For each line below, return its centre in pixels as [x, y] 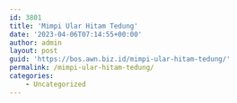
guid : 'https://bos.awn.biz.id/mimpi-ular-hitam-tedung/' [120, 59]
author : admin [36, 43]
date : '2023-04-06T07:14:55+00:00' [76, 34]
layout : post [34, 51]
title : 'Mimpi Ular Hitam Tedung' [74, 26]
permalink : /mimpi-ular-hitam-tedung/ [82, 68]
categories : [31, 76]
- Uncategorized [56, 84]
